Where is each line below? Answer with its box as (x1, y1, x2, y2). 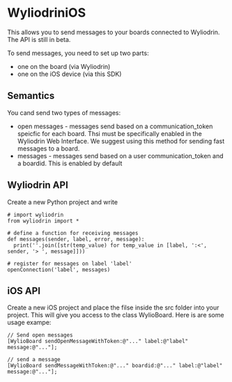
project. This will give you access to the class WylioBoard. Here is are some (7, 311, 224, 319)
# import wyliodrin (7, 211, 64, 218)
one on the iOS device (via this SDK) (17, 70, 122, 78)
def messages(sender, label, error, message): (7, 236, 145, 243)
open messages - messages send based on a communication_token (17, 122, 213, 130)
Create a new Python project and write (7, 197, 118, 206)
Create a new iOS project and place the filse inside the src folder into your (7, 303, 219, 312)
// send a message (7, 356, 61, 363)
